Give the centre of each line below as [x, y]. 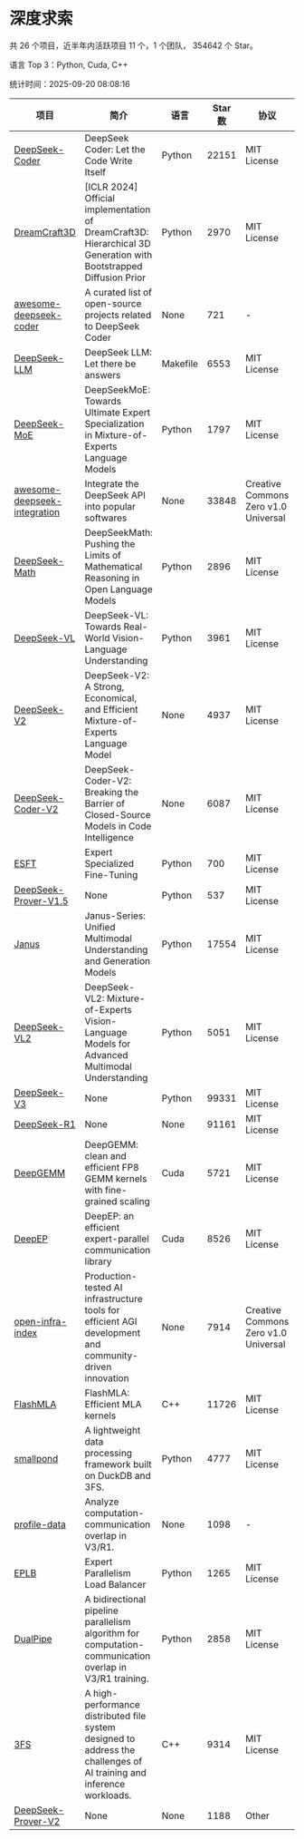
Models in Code [118, 826]
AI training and [115, 1772]
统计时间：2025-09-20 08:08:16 [70, 83]
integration [37, 511]
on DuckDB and [118, 1475]
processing [109, 1453]
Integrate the [112, 483]
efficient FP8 [112, 1167]
